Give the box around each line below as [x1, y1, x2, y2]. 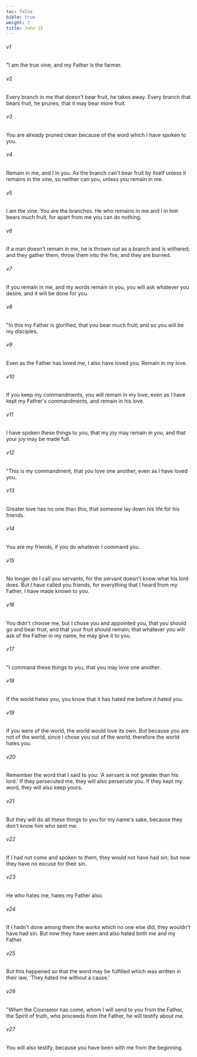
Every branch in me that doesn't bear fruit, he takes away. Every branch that [6, 93, 191, 100]
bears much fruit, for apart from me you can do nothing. [6, 213, 142, 221]
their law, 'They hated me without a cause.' [6, 974, 110, 982]
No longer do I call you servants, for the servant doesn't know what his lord [6, 575, 189, 582]
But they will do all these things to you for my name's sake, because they [6, 816, 183, 823]
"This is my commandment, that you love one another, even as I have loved [6, 467, 188, 475]
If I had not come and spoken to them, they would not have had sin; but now [6, 854, 191, 861]
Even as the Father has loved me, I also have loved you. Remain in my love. [6, 360, 187, 367]
